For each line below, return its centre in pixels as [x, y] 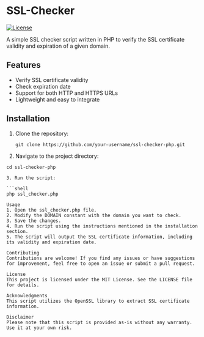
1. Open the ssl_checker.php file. [52, 210]
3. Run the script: [31, 178]
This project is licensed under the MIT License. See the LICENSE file [99, 280]
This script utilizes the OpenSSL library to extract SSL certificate [98, 301]
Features [24, 65]
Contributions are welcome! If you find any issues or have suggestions [101, 258]
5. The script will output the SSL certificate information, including [99, 237]
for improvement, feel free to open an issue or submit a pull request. [101, 264]
